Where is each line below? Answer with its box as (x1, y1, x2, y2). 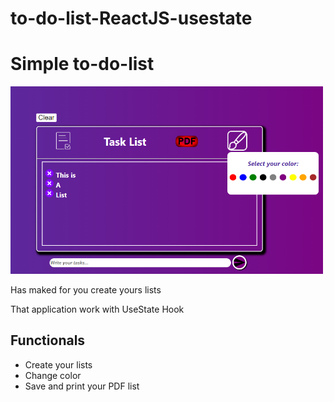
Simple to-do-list (10, 53, 155, 76)
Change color (24, 369, 82, 381)
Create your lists (24, 358, 93, 371)
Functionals (10, 332, 86, 349)
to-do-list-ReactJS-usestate (10, 7, 253, 30)
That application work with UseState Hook (10, 303, 185, 315)
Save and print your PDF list (24, 380, 140, 392)
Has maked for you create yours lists (10, 283, 162, 296)
